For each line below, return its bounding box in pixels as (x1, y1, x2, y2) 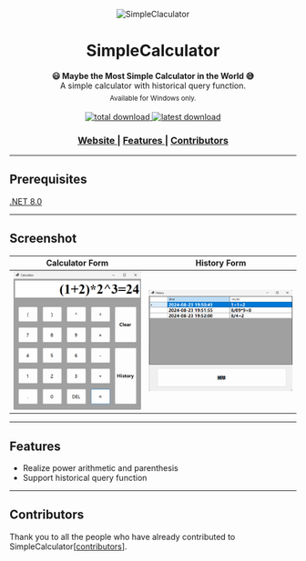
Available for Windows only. (109, 94, 197, 103)
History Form (195, 257, 247, 268)
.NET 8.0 (9, 195, 43, 206)
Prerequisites (9, 172, 87, 187)
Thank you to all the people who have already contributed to (9, 531, 236, 542)
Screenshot (9, 231, 77, 246)
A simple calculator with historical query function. (59, 80, 247, 91)
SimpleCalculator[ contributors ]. (9, 541, 127, 552)
